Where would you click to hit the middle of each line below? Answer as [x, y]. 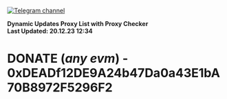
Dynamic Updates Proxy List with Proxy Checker [78, 24]
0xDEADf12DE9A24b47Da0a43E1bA [113, 73]
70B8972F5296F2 [60, 88]
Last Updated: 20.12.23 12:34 [50, 31]
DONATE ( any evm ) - [68, 59]
